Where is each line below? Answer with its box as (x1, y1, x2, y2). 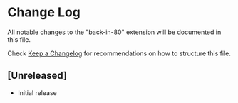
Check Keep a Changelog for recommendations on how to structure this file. (7, 49, 232, 58)
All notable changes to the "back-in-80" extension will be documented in (7, 28, 222, 36)
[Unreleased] (7, 70, 68, 82)
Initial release (17, 88, 57, 97)
